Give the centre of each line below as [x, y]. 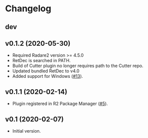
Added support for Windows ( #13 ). [48, 76]
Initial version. [26, 131]
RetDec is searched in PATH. [41, 61]
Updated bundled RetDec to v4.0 [46, 71]
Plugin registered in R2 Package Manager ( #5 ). [60, 103]
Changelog [28, 9]
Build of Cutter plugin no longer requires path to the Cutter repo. [78, 66]
